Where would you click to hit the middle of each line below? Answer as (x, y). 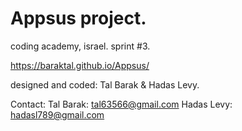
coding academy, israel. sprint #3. (80, 46)
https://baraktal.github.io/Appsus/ (80, 65)
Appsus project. (78, 18)
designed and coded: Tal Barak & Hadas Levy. (105, 84)
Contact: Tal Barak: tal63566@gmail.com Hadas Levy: (121, 104)
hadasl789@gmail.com (57, 114)
